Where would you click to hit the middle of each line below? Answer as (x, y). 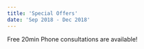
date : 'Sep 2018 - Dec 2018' (49, 20)
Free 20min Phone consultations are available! (72, 39)
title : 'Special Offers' (43, 13)
